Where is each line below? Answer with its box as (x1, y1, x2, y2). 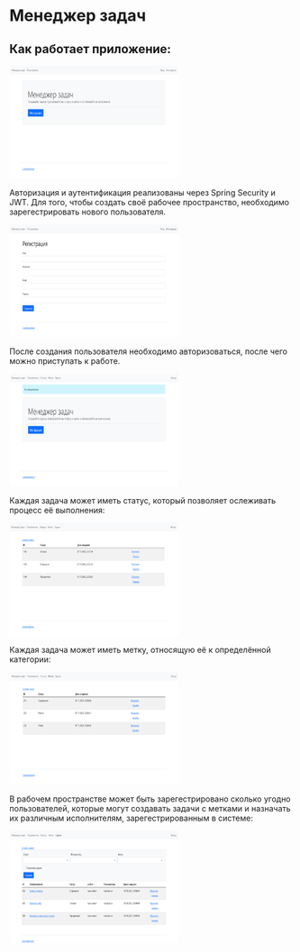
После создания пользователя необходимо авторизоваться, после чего (9, 346, 288, 357)
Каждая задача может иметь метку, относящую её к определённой (9, 645, 272, 655)
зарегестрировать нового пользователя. (9, 206, 167, 217)
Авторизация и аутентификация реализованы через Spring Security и (9, 187, 277, 198)
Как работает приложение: (9, 41, 171, 57)
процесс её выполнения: (9, 505, 105, 515)
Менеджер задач (9, 5, 147, 26)
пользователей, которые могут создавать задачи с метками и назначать (9, 803, 291, 813)
